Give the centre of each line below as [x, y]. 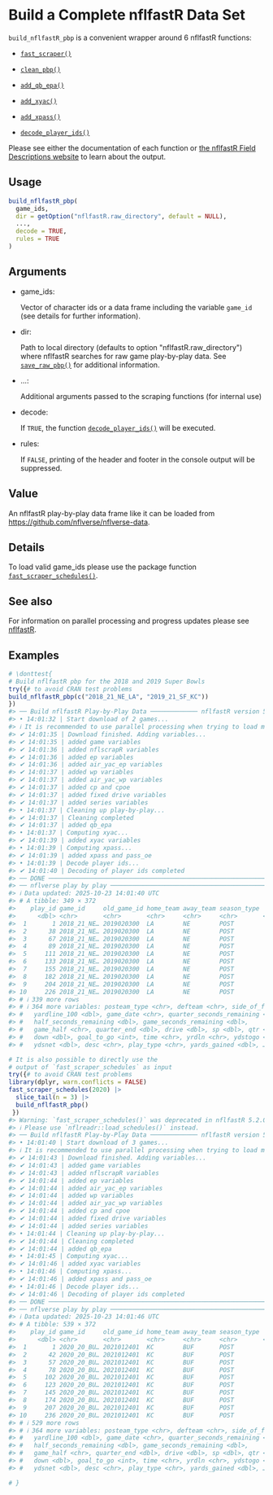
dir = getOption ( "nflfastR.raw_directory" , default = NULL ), [121, 216]
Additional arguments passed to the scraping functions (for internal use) [141, 396]
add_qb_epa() [42, 85]
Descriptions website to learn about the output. [87, 156]
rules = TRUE [38, 239]
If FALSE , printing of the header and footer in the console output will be [138, 459]
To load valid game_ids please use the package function [103, 567]
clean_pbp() [40, 70]
